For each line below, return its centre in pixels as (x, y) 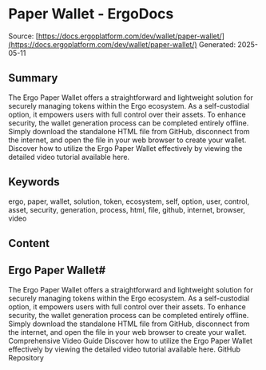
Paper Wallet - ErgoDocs (91, 14)
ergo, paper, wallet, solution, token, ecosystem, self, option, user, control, (129, 201)
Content (29, 243)
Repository (26, 357)
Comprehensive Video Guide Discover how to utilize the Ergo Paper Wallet (131, 340)
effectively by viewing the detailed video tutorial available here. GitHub (125, 349)
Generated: (217, 44)
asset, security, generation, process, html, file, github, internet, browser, (127, 209)
